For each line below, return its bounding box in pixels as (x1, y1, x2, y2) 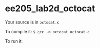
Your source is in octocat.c (5, 19, 60, 25)
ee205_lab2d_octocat (5, 3, 96, 14)
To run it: (5, 38, 23, 44)
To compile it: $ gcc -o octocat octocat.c (5, 28, 90, 34)
